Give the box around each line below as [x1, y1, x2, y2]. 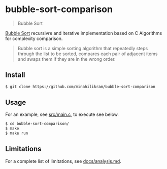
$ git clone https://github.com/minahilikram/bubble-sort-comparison [5, 84, 156, 89]
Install [5, 71, 25, 79]
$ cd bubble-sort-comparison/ [5, 121, 70, 126]
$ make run [5, 131, 28, 136]
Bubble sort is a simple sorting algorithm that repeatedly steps [17, 45, 148, 51]
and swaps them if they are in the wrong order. [17, 56, 116, 62]
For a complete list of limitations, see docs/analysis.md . [5, 158, 122, 164]
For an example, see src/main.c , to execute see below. [5, 111, 119, 117]
